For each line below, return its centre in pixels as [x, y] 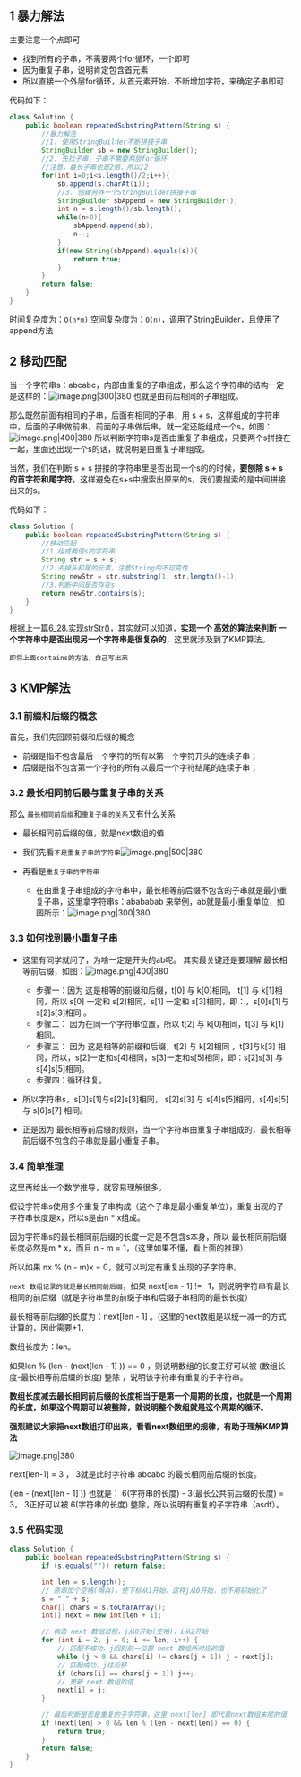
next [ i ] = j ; [81, 1690]
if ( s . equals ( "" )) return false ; [104, 1566]
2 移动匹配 [38, 362]
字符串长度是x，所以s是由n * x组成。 [77, 1217]
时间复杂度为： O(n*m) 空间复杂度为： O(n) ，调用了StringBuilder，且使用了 [145, 319]
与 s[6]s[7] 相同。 [55, 1110]
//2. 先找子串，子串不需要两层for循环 [104, 159]
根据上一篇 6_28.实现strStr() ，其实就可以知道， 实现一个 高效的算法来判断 [143, 628]
